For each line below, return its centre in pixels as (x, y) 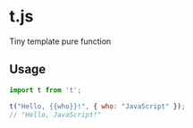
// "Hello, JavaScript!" (55, 115)
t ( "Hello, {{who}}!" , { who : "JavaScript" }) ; (97, 106)
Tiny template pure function (60, 41)
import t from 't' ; (46, 90)
